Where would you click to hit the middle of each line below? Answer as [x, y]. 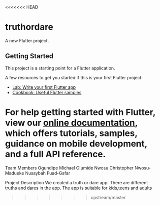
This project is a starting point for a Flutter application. [60, 68]
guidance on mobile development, [76, 144]
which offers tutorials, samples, [71, 133]
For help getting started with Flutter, [80, 112]
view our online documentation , [71, 122]
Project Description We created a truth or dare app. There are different [77, 182]
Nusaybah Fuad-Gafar [48, 173]
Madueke [15, 173]
